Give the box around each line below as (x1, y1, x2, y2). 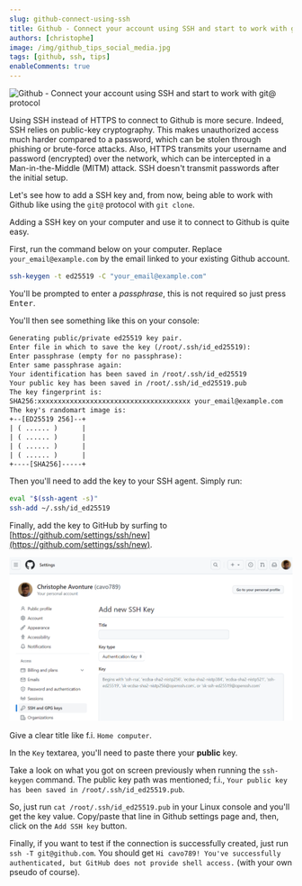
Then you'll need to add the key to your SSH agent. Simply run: (9, 475, 243, 486)
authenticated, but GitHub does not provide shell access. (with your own (9, 857, 292, 868)
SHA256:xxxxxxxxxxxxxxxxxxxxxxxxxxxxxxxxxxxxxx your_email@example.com (9, 396, 283, 405)
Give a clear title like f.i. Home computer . (9, 730, 153, 741)
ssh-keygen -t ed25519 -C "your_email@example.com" (9, 272, 207, 281)
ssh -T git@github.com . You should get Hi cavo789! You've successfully (9, 847, 281, 859)
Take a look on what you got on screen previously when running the (9, 765, 261, 776)
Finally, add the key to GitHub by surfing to (9, 520, 168, 530)
